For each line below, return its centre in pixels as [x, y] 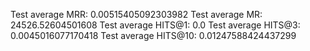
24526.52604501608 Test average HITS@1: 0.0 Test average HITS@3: [155, 25]
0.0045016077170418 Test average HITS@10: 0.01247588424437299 [153, 35]
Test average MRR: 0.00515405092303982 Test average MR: [136, 14]
